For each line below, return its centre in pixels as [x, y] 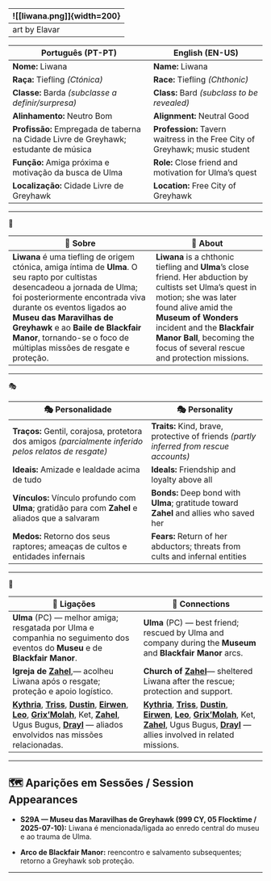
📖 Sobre [80, 243]
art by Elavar [36, 30]
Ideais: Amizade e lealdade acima [76, 470]
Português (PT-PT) [79, 53]
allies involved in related [189, 735]
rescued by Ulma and [183, 632]
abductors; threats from [196, 546]
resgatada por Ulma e [53, 628]
